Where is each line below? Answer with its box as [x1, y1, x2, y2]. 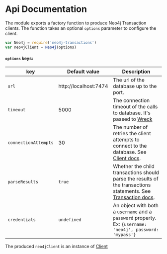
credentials [7, 217, 36, 222]
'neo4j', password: [113, 227, 159, 232]
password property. [113, 214, 157, 221]
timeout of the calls [113, 103, 158, 110]
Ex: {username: [113, 220, 147, 227]
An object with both [113, 202, 159, 209]
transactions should [113, 169, 159, 176]
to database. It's [113, 109, 151, 116]
